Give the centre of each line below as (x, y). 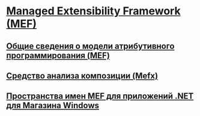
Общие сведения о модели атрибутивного (90, 46)
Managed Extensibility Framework (94, 11)
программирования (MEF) (58, 55)
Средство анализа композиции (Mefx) (82, 75)
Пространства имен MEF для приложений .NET (100, 96)
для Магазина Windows (53, 105)
